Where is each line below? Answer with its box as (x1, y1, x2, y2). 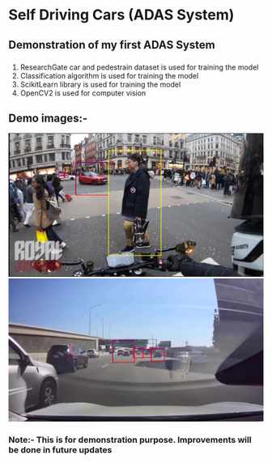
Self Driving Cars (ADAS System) (8, 6, 235, 24)
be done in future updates (8, 444, 113, 455)
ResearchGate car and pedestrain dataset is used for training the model (19, 62, 259, 72)
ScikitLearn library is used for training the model (19, 79, 181, 89)
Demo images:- (8, 111, 88, 125)
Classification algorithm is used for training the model (19, 70, 199, 80)
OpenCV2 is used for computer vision (19, 87, 147, 98)
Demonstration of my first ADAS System (8, 38, 216, 52)
